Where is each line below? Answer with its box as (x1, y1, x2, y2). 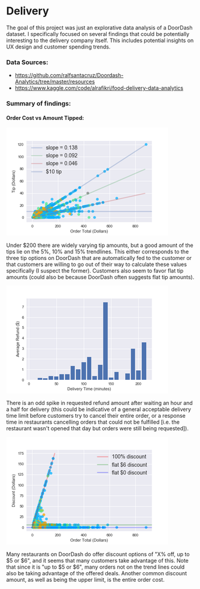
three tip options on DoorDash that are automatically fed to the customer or (6, 255, 192, 262)
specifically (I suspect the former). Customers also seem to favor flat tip (6, 267, 184, 274)
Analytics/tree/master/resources (14, 78, 95, 85)
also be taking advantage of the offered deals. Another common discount (6, 570, 187, 577)
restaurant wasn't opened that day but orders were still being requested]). (6, 425, 189, 432)
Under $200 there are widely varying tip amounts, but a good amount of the (6, 241, 193, 249)
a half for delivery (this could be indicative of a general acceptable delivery (6, 406, 192, 413)
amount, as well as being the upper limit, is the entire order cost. (6, 576, 165, 584)
